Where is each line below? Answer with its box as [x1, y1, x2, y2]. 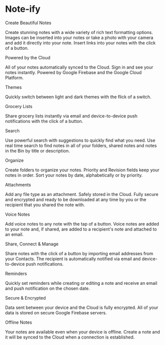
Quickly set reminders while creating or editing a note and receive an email [5, 280, 158, 286]
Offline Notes [5, 319, 32, 325]
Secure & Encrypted [5, 295, 46, 301]
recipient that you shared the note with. [5, 201, 85, 208]
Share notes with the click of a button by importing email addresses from [5, 250, 153, 256]
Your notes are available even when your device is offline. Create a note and [5, 329, 160, 335]
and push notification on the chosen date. [5, 285, 90, 291]
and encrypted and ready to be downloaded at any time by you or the [5, 196, 147, 202]
